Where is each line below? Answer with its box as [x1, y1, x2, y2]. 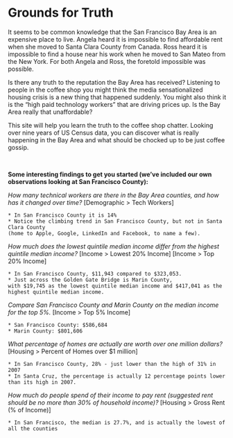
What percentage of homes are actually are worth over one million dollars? [8, 339, 223, 348]
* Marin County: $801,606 [8, 328, 83, 335]
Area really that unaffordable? [8, 108, 93, 116]
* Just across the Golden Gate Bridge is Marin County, [8, 276, 173, 283]
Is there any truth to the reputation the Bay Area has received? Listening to [8, 78, 221, 86]
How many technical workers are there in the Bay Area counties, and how [8, 191, 219, 199]
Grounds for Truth [8, 5, 114, 21]
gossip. [8, 143, 29, 151]
